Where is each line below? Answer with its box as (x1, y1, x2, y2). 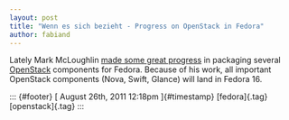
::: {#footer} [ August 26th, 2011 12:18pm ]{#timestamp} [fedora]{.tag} (9, 91, 268, 102)
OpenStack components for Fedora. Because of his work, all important (9, 64, 272, 75)
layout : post (9, 13, 59, 23)
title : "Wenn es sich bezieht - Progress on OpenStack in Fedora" (9, 22, 265, 31)
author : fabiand (9, 30, 70, 39)
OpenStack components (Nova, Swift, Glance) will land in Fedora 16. (9, 74, 263, 85)
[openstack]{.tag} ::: (9, 101, 85, 112)
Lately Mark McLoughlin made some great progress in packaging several (9, 55, 282, 66)
